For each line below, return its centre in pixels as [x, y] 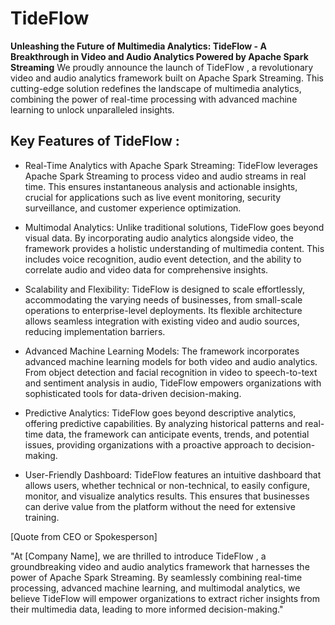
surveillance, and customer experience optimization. [133, 208]
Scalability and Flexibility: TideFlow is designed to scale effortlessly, [164, 289]
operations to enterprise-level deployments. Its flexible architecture [163, 310]
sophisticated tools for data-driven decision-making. [133, 393]
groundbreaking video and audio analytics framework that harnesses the [160, 566]
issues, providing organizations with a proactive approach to [149, 444]
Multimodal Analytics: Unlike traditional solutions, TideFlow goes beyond [174, 227]
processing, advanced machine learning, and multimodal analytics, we [155, 588]
